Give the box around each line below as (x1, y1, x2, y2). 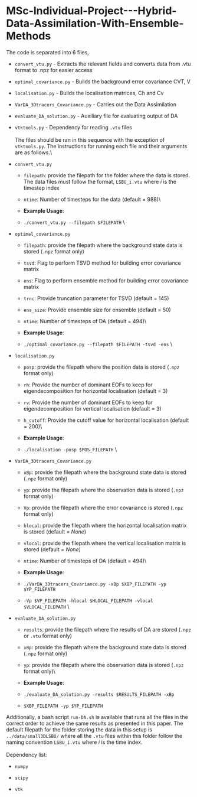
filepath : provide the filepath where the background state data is (23, 241, 183, 249)
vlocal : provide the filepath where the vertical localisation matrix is (23, 539, 186, 546)
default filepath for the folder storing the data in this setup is (6, 726, 152, 733)
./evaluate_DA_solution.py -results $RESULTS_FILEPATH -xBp (23, 691, 175, 698)
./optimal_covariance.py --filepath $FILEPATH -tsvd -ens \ (23, 340, 173, 347)
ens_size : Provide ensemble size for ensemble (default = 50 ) (23, 306, 171, 313)
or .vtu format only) (23, 632, 73, 639)
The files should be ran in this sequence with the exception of (14, 136, 165, 143)
